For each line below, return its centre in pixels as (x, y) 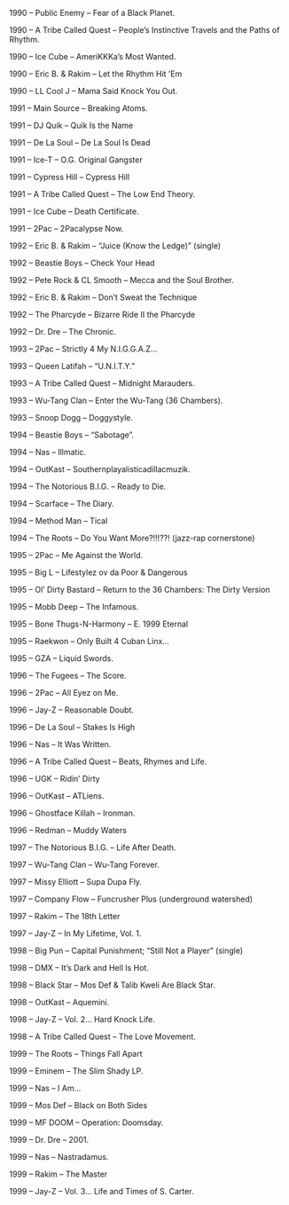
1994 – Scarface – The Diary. (62, 504)
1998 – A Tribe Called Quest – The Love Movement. (103, 1036)
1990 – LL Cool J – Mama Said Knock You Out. (94, 91)
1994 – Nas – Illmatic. (48, 452)
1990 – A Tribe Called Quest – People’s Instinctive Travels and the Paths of (144, 30)
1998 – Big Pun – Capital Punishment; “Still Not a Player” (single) (126, 950)
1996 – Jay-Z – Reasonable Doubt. (72, 710)
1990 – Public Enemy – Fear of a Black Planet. (92, 13)
